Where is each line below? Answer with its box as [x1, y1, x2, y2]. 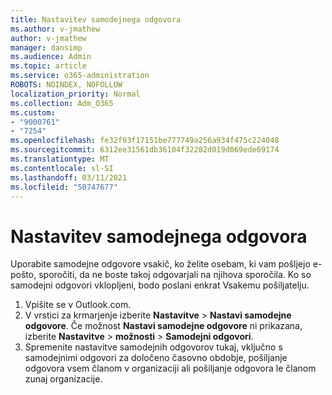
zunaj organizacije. [24, 373, 103, 385]
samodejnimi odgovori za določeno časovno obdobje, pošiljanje [24, 352, 288, 364]
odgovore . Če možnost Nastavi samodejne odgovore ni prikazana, [24, 320, 303, 332]
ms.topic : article [10, 61, 87, 71]
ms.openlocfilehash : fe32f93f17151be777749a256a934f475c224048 [10, 136, 280, 146]
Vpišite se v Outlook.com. [24, 299, 132, 311]
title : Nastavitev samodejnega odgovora [10, 14, 182, 25]
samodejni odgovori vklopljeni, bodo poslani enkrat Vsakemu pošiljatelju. [10, 279, 310, 291]
